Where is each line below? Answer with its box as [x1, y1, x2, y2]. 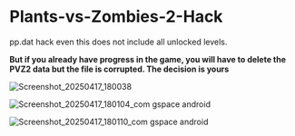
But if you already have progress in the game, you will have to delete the [9, 53, 287, 64]
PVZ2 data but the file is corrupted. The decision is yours [9, 63, 230, 74]
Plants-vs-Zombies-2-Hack [9, 6, 223, 27]
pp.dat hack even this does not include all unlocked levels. [9, 36, 228, 47]
